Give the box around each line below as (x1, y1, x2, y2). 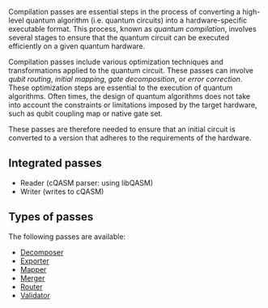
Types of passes (8, 210, 94, 224)
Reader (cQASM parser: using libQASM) (19, 178, 154, 187)
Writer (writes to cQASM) (19, 186, 104, 196)
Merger (19, 273, 45, 283)
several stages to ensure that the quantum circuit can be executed (8, 32, 230, 42)
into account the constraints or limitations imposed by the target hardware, (8, 101, 257, 109)
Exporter (19, 255, 50, 266)
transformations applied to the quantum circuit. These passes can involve (8, 66, 253, 75)
